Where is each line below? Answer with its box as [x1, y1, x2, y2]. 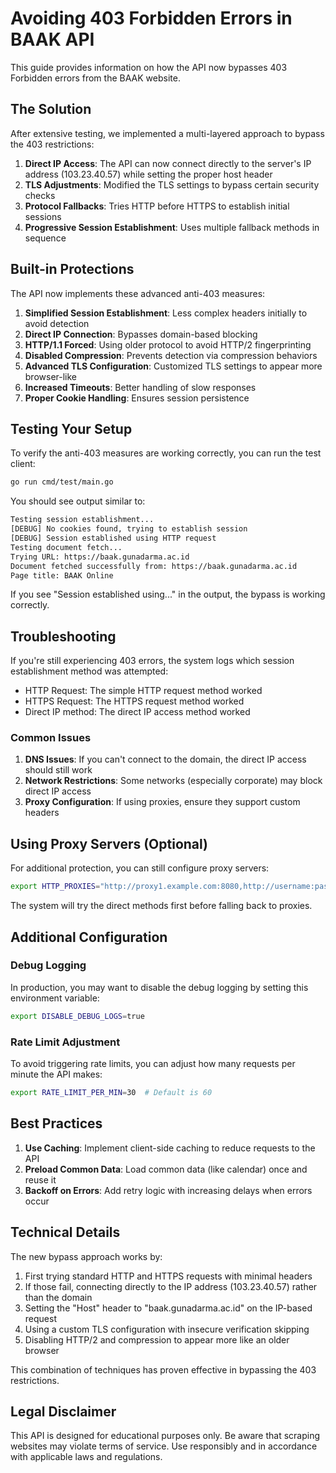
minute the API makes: [10, 1068, 103, 1081]
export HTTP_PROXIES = [10, 882, 101, 892]
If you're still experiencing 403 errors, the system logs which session [10, 655, 295, 667]
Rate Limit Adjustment [10, 1035, 121, 1049]
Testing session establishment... [10, 515, 155, 525]
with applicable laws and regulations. [10, 1451, 163, 1463]
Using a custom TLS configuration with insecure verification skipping [24, 1323, 310, 1335]
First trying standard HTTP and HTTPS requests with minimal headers [24, 1270, 313, 1282]
